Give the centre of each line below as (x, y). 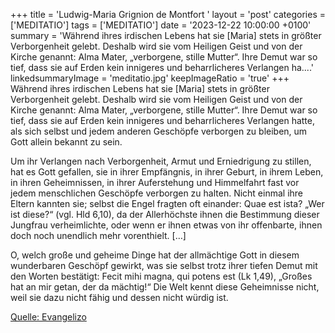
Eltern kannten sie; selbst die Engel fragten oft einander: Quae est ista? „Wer (167, 203)
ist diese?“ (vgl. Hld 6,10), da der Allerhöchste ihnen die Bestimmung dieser (165, 214)
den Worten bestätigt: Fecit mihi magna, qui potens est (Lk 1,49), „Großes (161, 276)
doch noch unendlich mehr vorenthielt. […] (98, 235)
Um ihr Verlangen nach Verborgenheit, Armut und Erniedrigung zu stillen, (161, 161)
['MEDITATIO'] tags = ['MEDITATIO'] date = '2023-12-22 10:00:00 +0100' (161, 25)
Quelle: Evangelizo (48, 317)
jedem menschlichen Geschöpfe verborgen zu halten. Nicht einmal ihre (157, 193)
